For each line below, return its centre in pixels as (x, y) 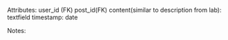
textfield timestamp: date (42, 17)
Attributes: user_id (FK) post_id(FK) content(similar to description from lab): (115, 10)
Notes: (17, 31)
